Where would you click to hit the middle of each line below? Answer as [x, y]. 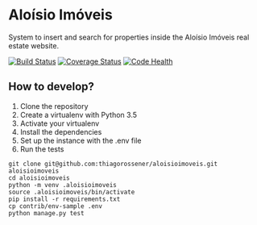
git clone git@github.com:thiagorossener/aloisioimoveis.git [113, 164]
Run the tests [42, 149]
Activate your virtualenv [60, 123]
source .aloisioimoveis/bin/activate [72, 192]
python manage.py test [46, 213]
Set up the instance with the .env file [81, 140]
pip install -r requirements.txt [64, 199]
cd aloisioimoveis [39, 178]
